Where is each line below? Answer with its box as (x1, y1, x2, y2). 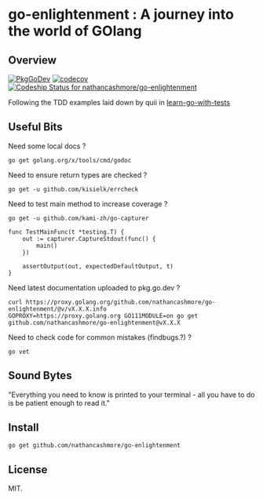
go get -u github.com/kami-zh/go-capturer (8, 214, 149, 222)
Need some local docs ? (8, 141, 86, 151)
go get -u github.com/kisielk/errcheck (8, 185, 139, 193)
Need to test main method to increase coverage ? (8, 199, 168, 209)
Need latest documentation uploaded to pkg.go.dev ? (8, 282, 181, 292)
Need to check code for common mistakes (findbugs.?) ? (8, 332, 192, 342)
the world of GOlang (8, 22, 142, 40)
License (8, 463, 48, 476)
